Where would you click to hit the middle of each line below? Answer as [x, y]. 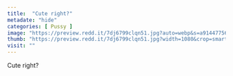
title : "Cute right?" [40, 13]
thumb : [17, 39]
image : [17, 33]
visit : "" [21, 46]
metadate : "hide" [32, 20]
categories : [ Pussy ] [40, 26]
